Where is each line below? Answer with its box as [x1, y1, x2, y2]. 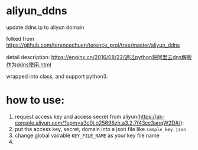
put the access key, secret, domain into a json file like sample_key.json [14, 125, 186, 132]
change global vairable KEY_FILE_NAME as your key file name [14, 132, 160, 139]
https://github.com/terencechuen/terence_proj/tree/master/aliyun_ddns [6, 41, 180, 48]
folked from [6, 35, 34, 42]
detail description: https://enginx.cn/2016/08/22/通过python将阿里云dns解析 [6, 53, 192, 60]
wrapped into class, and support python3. [6, 73, 108, 80]
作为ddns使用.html [6, 61, 51, 68]
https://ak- [138, 113, 165, 120]
